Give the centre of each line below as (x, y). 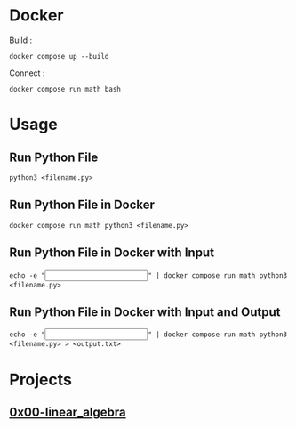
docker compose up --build (59, 56)
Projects (41, 380)
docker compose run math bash (65, 89)
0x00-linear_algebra (68, 412)
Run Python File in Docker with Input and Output (145, 312)
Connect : (27, 73)
